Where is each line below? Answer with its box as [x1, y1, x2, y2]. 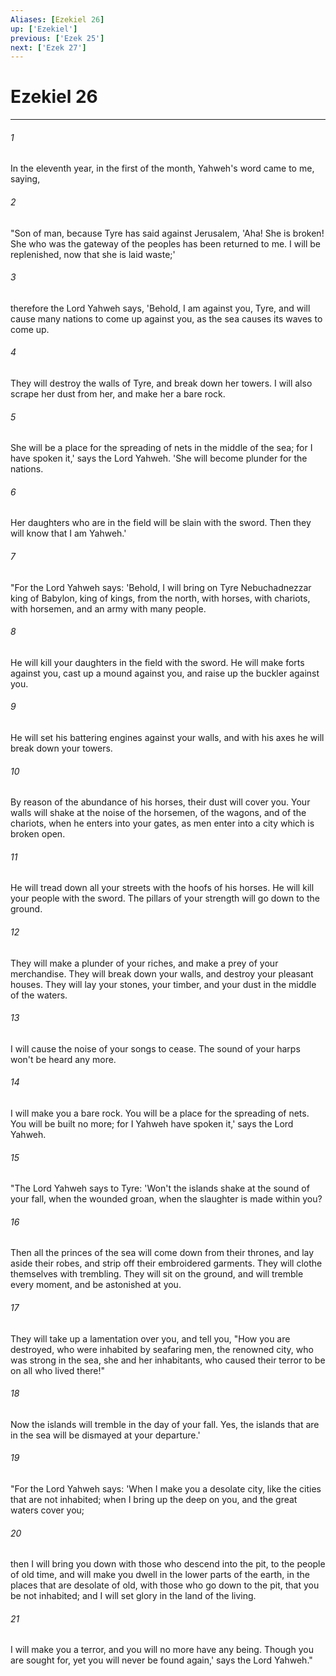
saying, [10, 173, 41, 185]
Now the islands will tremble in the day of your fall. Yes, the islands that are [10, 1418, 320, 1430]
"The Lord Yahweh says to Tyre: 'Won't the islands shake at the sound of [10, 1182, 310, 1195]
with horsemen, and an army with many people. [10, 602, 207, 615]
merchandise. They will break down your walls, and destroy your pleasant [10, 967, 314, 980]
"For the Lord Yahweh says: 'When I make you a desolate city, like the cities [10, 1483, 322, 1495]
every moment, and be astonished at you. [10, 1279, 182, 1291]
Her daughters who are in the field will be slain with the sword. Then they [10, 517, 312, 529]
